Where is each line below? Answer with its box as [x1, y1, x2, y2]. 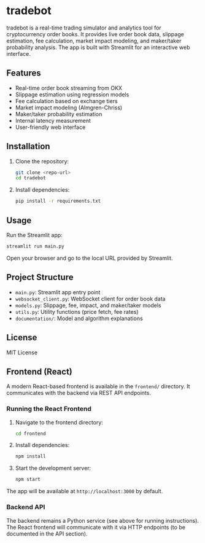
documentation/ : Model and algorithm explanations [15, 314, 143, 322]
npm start [15, 477, 41, 483]
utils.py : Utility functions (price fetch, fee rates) [15, 308, 139, 315]
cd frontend [15, 431, 46, 437]
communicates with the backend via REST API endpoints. [6, 389, 152, 397]
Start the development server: [15, 464, 91, 472]
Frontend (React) [6, 366, 72, 377]
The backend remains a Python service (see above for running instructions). [6, 517, 199, 524]
